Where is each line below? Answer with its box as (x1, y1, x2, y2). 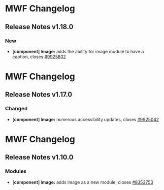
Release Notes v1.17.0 (5, 91, 72, 99)
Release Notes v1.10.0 (5, 153, 74, 161)
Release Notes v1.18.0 (5, 23, 74, 31)
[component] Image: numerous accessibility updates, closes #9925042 (12, 116, 159, 122)
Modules (5, 168, 27, 175)
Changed (5, 105, 28, 112)
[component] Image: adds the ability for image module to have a (12, 48, 144, 54)
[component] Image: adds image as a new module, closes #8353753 (12, 179, 154, 185)
